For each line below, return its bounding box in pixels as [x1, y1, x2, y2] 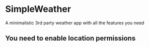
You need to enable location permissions [5, 34, 136, 43]
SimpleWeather [5, 3, 71, 15]
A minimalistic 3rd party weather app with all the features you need [5, 20, 144, 26]
